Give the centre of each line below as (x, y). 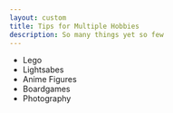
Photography (47, 99)
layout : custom (38, 18)
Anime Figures (49, 80)
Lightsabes (43, 70)
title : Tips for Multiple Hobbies (75, 26)
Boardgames (46, 89)
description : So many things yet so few (87, 34)
